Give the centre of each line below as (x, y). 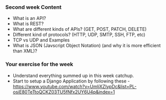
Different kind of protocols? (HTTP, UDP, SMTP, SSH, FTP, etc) (79, 35)
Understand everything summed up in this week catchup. (73, 75)
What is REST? (28, 24)
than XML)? (25, 51)
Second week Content (34, 7)
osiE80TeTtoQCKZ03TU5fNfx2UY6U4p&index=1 (64, 92)
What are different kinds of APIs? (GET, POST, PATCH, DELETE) (80, 29)
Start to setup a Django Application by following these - (71, 81)
